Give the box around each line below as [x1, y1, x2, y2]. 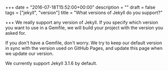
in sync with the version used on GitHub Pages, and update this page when [5, 45, 163, 51]
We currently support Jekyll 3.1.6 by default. [5, 60, 97, 66]
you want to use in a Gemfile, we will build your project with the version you [5, 25, 163, 31]
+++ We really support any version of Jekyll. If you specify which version [5, 20, 158, 25]
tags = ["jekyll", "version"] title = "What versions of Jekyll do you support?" [5, 10, 163, 16]
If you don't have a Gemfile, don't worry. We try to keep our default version [5, 40, 162, 46]
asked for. [5, 30, 26, 36]
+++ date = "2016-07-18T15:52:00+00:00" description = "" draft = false [5, 5, 156, 10]
